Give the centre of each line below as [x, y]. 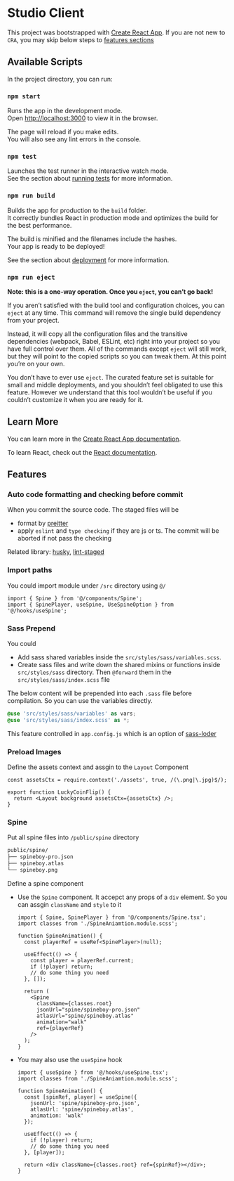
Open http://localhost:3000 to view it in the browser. [83, 118]
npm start [24, 96]
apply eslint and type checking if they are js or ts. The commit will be [118, 531]
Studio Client [46, 13]
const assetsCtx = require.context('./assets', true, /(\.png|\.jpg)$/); [117, 780]
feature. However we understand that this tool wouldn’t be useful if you [110, 392]
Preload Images [34, 751]
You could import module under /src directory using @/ [87, 586]
